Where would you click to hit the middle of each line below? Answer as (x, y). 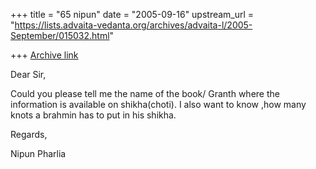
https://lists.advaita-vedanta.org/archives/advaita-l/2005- (133, 25)
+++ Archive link (44, 55)
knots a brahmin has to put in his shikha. (93, 115)
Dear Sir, (28, 74)
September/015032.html (60, 35)
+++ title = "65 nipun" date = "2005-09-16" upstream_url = (132, 14)
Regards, (29, 134)
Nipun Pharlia (38, 153)
